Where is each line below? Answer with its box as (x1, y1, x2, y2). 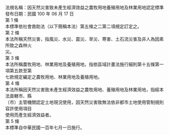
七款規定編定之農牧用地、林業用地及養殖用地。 (5, 74, 102, 80)
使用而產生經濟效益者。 (5, 112, 54, 118)
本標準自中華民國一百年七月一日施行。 (5, 124, 84, 130)
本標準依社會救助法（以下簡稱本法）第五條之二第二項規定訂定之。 (5, 23, 142, 29)
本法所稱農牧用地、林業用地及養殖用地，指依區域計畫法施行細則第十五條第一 (5, 61, 164, 67)
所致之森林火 (5, 42, 32, 48)
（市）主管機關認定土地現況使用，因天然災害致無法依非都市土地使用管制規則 (5, 99, 164, 105)
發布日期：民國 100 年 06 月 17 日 (5, 11, 74, 17)
